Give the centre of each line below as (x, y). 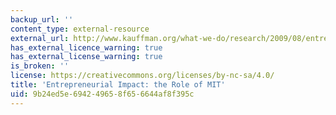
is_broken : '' (40, 66)
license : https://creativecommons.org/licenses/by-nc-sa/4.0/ (142, 76)
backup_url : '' (42, 19)
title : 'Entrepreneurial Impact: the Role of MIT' (118, 85)
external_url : (40, 38)
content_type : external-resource (80, 29)
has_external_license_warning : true (86, 57)
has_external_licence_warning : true (86, 47)
